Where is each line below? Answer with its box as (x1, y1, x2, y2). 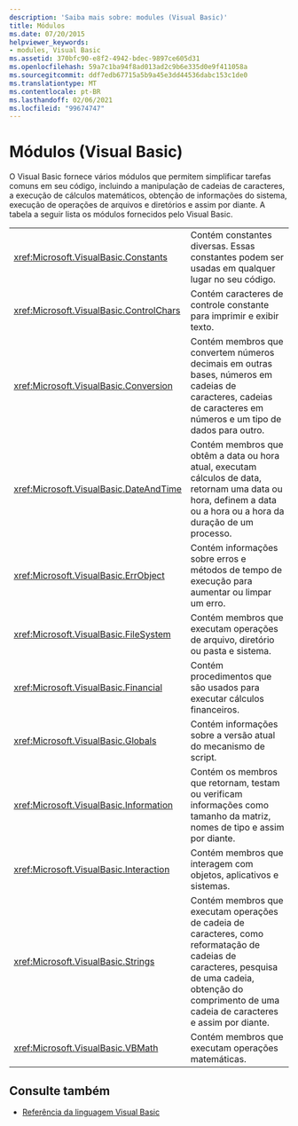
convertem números (190, 347, 275, 359)
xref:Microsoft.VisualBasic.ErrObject (13, 570, 166, 582)
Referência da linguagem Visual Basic (21, 1106, 161, 1117)
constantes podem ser (190, 251, 285, 264)
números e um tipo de (190, 413, 282, 426)
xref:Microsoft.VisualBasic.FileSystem (13, 628, 171, 641)
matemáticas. (190, 1053, 247, 1066)
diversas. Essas (190, 240, 255, 253)
